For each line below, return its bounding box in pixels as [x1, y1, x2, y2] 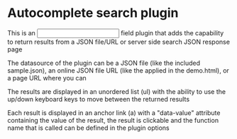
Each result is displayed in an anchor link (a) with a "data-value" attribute [7, 108, 221, 117]
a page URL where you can [7, 73, 87, 82]
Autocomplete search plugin [7, 5, 179, 21]
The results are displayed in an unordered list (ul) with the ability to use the [7, 87, 226, 96]
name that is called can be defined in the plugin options [7, 123, 170, 132]
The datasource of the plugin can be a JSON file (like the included [7, 59, 201, 67]
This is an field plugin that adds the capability [7, 28, 224, 37]
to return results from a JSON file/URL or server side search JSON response [7, 37, 231, 46]
